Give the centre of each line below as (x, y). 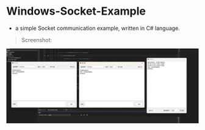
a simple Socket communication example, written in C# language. (97, 28)
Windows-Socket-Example (76, 11)
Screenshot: (37, 40)
